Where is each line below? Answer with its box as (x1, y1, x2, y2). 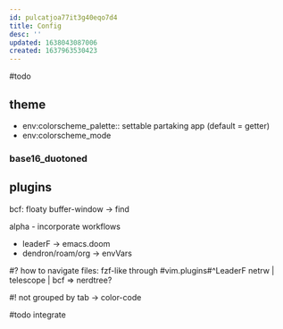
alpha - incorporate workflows (9, 221, 121, 232)
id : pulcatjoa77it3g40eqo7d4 (9, 13, 118, 22)
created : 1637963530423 (9, 46, 98, 55)
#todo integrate (9, 309, 67, 320)
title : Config (9, 21, 62, 30)
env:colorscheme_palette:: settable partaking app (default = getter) (21, 120, 271, 131)
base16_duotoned (9, 152, 87, 164)
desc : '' (9, 30, 42, 38)
